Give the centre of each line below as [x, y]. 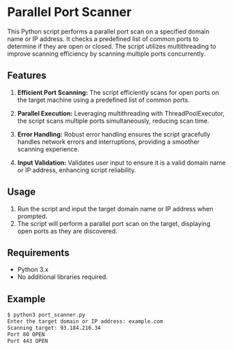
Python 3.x [33, 270]
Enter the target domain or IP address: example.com [85, 321]
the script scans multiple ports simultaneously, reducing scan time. [113, 121]
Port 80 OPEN [26, 334]
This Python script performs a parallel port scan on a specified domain [109, 31]
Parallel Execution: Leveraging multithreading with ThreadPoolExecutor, [121, 113]
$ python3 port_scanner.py [46, 315]
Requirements [38, 253]
